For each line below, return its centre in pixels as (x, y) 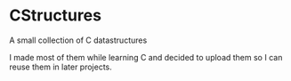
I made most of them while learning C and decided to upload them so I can (146, 57)
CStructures (56, 16)
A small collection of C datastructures (78, 40)
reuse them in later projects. (61, 67)
